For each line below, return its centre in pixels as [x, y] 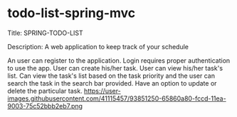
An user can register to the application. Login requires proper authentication [119, 60]
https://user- [102, 91]
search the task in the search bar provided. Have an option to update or [112, 83]
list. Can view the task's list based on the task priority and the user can [111, 76]
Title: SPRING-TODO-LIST [45, 33]
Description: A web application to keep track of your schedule [98, 46]
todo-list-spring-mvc [72, 13]
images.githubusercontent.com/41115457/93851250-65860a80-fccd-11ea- [117, 98]
